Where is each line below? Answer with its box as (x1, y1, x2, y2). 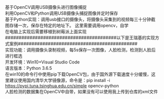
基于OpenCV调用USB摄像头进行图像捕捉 (5, 4, 87, 10)
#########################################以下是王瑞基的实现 (5, 35, 155, 40)
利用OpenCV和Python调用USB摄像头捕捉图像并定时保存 (5, 10, 118, 16)
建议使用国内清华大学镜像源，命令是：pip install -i (9, 78, 110, 83)
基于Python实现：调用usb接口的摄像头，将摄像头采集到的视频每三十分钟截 (5, 17, 156, 22)
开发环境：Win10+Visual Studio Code (5, 59, 80, 65)
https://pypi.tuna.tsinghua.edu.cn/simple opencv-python (5, 83, 119, 89)
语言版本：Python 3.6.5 (5, 65, 52, 71)
